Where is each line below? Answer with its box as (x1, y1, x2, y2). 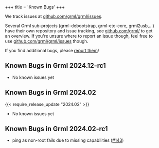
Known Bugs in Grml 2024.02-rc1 (5, 125, 108, 133)
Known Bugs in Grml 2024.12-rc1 (5, 61, 106, 70)
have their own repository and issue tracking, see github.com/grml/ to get (5, 28, 153, 33)
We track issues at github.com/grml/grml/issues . (5, 14, 103, 19)
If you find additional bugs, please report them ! (5, 48, 99, 53)
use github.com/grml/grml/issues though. (5, 38, 88, 44)
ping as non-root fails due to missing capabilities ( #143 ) (12, 137, 124, 143)
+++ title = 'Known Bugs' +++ (5, 4, 65, 10)
